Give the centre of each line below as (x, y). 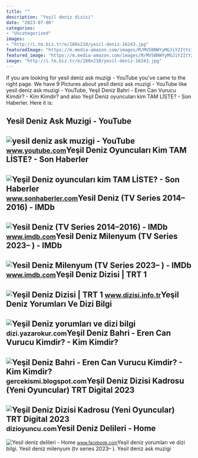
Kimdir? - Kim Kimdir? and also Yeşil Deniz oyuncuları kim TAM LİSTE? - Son (99, 96)
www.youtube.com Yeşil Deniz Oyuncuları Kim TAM (96, 150)
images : (16, 39)
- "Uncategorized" (29, 34)
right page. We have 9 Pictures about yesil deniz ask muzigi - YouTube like (97, 84)
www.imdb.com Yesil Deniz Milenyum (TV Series (92, 236)
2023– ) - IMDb (34, 246)
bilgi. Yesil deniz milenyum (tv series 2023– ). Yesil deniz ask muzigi (89, 449)
